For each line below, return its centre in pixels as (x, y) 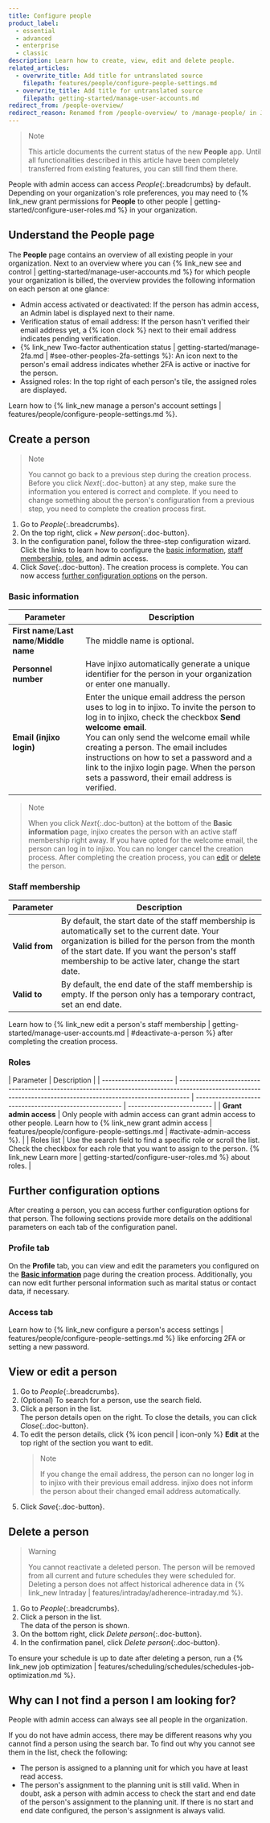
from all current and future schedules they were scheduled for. (131, 1575)
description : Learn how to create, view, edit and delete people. (122, 61)
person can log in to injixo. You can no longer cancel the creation (135, 848)
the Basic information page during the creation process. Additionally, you (131, 1274)
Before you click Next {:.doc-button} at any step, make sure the (132, 483)
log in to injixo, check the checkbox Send (163, 717)
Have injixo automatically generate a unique (168, 663)
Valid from (33, 947)
